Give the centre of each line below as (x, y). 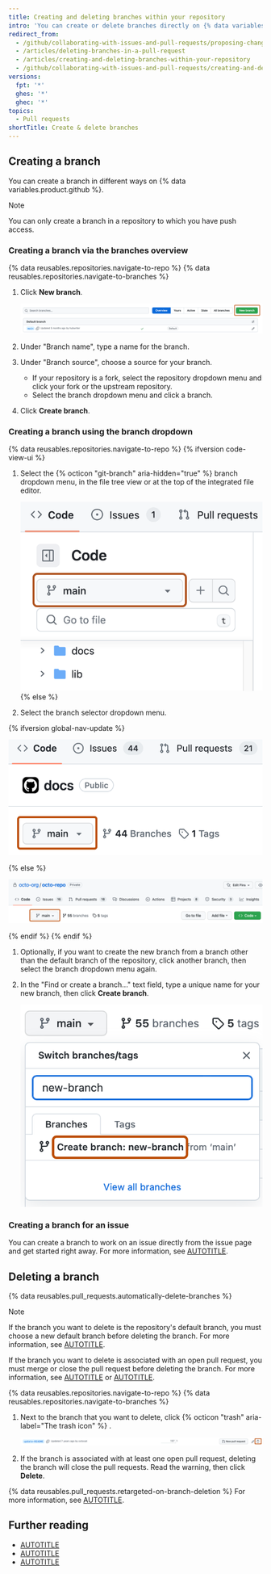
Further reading (48, 1525)
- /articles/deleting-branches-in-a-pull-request (100, 51)
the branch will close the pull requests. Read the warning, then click (133, 1467)
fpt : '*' (30, 85)
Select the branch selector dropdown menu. (93, 713)
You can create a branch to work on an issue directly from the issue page (130, 1243)
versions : (25, 77)
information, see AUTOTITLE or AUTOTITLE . (82, 1378)
